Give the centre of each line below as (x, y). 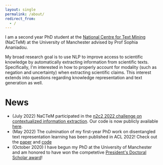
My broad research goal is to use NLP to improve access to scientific (74, 57)
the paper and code (32, 142)
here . (17, 126)
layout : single (20, 10)
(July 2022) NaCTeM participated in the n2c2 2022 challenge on (77, 116)
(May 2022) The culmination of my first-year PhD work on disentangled (84, 132)
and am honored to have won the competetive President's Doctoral (79, 152)
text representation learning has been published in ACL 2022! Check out (84, 137)
